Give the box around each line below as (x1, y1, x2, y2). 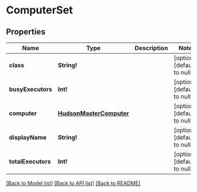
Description (134, 44, 168, 52)
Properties (6, 27, 46, 37)
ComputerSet (6, 4, 73, 17)
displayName (9, 134, 47, 141)
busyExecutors (9, 85, 53, 93)
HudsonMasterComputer (57, 109, 129, 117)
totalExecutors (9, 158, 51, 165)
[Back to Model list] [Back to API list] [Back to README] (6, 180, 141, 187)
